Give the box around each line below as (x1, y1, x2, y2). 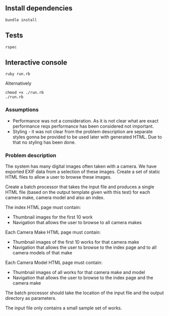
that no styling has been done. (12, 139, 76, 145)
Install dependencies (5, 4, 73, 13)
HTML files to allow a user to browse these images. (5, 174, 112, 180)
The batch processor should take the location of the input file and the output (5, 290, 164, 296)
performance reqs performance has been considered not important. (12, 123, 154, 129)
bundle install (5, 17, 37, 22)
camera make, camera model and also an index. (5, 194, 105, 201)
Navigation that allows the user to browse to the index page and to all (12, 244, 157, 250)
